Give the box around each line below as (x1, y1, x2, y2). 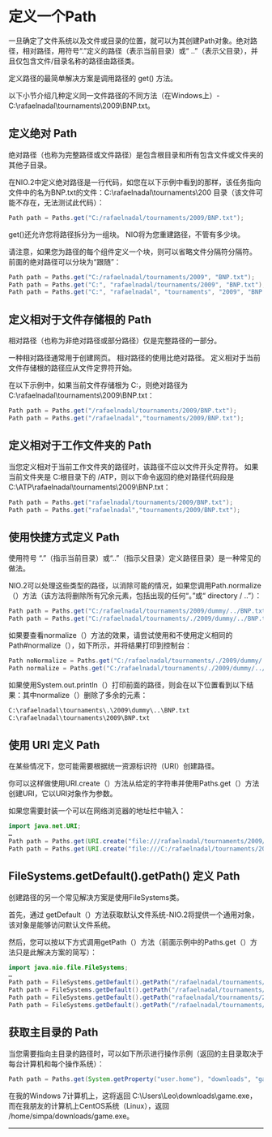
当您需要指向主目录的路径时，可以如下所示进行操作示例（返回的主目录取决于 (8, 1049, 264, 1058)
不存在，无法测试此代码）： (15, 197, 104, 207)
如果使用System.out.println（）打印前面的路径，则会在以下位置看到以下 (8, 679, 247, 690)
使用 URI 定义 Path (8, 738, 100, 752)
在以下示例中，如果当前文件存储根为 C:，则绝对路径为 (8, 381, 189, 390)
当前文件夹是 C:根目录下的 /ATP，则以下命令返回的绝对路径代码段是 (8, 472, 235, 481)
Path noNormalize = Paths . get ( (8, 657, 114, 665)
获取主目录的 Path (8, 1026, 99, 1040)
